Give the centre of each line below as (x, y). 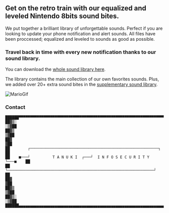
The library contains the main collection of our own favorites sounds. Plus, (82, 79)
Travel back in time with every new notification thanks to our (81, 52)
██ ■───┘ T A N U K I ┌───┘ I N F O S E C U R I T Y (77, 157)
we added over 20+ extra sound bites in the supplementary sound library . (81, 85)
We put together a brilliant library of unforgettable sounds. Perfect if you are (84, 28)
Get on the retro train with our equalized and (76, 8)
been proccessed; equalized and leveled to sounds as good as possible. (80, 39)
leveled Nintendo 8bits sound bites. (62, 16)
